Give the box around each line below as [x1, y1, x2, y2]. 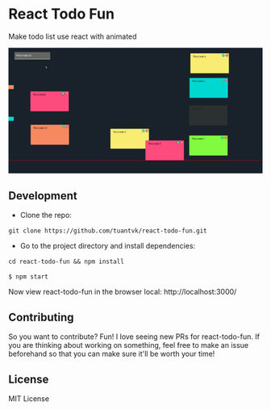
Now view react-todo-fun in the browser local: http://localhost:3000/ [8, 287, 237, 297]
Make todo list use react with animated [8, 31, 137, 41]
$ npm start [8, 273, 48, 281]
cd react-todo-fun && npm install [8, 257, 125, 266]
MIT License [8, 394, 50, 404]
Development [8, 189, 78, 203]
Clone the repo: [19, 211, 73, 220]
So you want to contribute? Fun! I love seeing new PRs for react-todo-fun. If [8, 332, 261, 341]
